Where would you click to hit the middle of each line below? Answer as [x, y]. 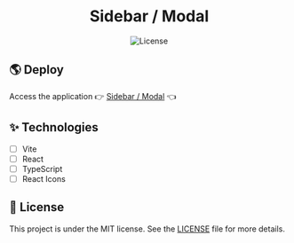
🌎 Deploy [36, 70]
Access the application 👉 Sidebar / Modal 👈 [93, 96]
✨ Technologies [54, 127]
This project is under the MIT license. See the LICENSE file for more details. [147, 229]
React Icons [44, 178]
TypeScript [42, 169]
